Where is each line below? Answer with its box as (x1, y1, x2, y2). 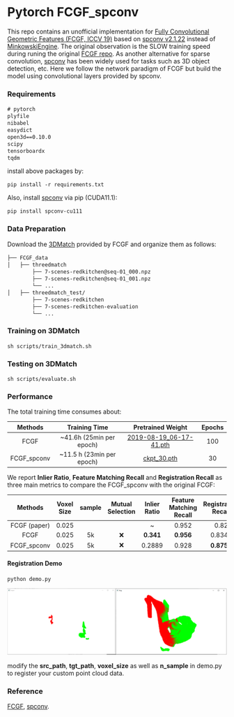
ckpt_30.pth (143, 454, 178, 462)
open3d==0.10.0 (7, 134, 52, 141)
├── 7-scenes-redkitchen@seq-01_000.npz (32, 268, 151, 276)
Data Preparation (7, 224, 66, 234)
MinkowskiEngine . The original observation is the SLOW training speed (7, 42, 211, 50)
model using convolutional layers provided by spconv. (7, 71, 162, 80)
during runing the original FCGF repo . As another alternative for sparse (7, 50, 210, 58)
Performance (7, 392, 54, 402)
